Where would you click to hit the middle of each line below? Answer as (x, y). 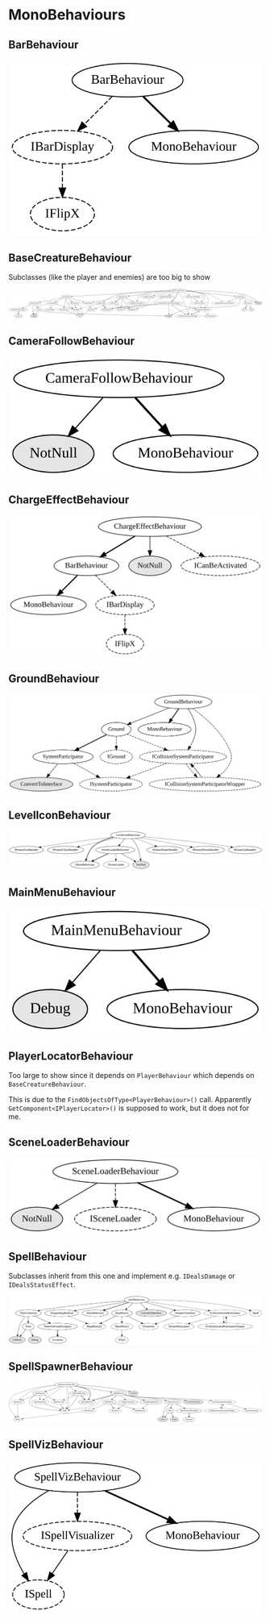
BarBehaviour (44, 45)
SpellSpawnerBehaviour (71, 1367)
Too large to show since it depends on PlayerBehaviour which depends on (131, 1076)
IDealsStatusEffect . (42, 1284)
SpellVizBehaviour (56, 1444)
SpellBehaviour (48, 1257)
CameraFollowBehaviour (72, 341)
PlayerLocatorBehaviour (71, 1056)
